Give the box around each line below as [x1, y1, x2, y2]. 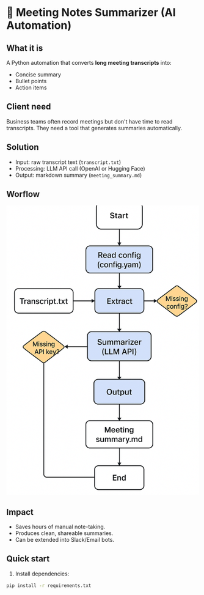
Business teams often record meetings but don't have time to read [6, 117, 173, 125]
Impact [6, 507, 34, 517]
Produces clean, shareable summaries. [15, 529, 114, 537]
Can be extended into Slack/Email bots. [15, 536, 115, 543]
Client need [6, 102, 51, 112]
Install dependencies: [15, 570, 70, 577]
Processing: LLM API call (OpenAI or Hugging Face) [15, 164, 145, 172]
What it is [6, 43, 43, 53]
